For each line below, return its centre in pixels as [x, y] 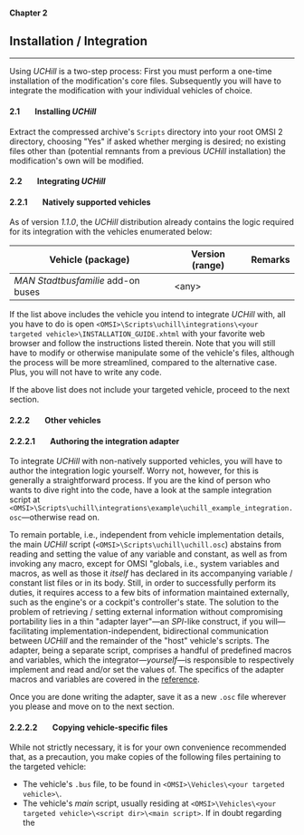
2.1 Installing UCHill [53, 112]
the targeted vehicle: [48, 767]
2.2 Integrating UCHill [57, 181]
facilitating [29, 631]
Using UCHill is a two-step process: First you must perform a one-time [141, 72]
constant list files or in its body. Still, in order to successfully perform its [143, 583]
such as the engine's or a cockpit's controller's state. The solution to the [144, 602]
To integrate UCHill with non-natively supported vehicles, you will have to [146, 461]
